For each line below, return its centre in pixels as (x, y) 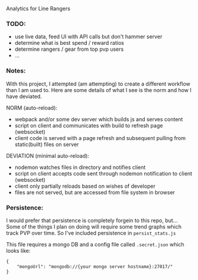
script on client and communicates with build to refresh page (89, 125)
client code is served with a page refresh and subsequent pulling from (100, 138)
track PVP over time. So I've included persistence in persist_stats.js (91, 233)
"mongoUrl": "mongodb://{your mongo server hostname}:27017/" (95, 266)
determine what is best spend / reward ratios (69, 43)
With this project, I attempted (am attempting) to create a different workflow (98, 84)
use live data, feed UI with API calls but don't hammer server (88, 37)
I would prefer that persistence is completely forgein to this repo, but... (92, 220)
